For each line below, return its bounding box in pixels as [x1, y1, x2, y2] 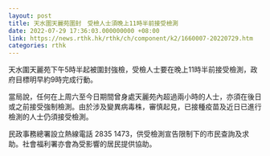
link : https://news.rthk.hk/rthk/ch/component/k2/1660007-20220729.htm [8, 34, 253, 43]
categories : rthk [8, 42, 67, 50]
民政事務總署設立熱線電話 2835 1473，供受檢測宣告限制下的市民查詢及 [8, 129, 243, 139]
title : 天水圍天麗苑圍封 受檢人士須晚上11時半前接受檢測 [8, 19, 178, 27]
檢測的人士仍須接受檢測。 [8, 112, 93, 121]
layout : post [8, 11, 52, 20]
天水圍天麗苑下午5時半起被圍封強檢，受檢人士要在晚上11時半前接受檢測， [8, 65, 251, 75]
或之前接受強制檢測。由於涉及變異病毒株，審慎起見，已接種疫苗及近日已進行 [8, 102, 262, 112]
